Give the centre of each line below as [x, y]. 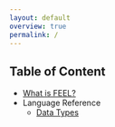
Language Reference [62, 103]
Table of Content [57, 71]
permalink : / [34, 34]
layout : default [40, 18]
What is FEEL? [49, 93]
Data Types [57, 112]
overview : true [38, 26]
